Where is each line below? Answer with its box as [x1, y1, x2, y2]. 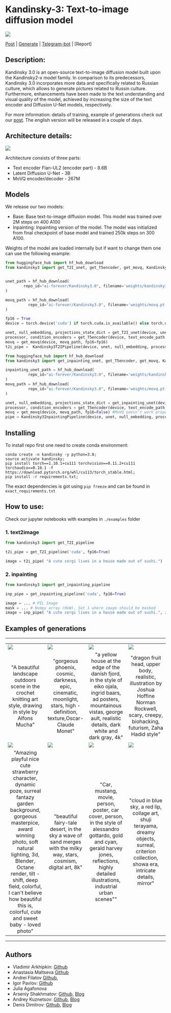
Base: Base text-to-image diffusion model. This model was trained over [12, 214, 162, 220]
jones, [98, 851, 113, 858]
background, [10, 807, 41, 814]
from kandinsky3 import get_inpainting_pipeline [5, 582, 110, 587]
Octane [16, 864, 34, 871]
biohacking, [132, 718, 160, 725]
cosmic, [56, 670, 75, 677]
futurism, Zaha [128, 725, 163, 732]
